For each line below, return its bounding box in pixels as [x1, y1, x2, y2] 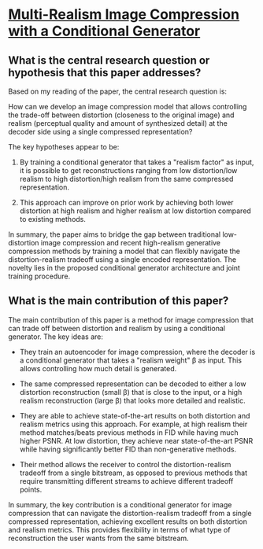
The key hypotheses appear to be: [8, 142, 120, 151]
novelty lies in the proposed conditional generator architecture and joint [8, 263, 240, 272]
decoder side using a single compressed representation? [8, 127, 193, 136]
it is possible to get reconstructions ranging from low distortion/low [19, 166, 238, 175]
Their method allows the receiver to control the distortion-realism [19, 459, 232, 469]
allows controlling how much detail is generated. [19, 363, 177, 373]
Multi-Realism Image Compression [8, 6, 240, 24]
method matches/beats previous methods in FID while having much [19, 427, 239, 437]
